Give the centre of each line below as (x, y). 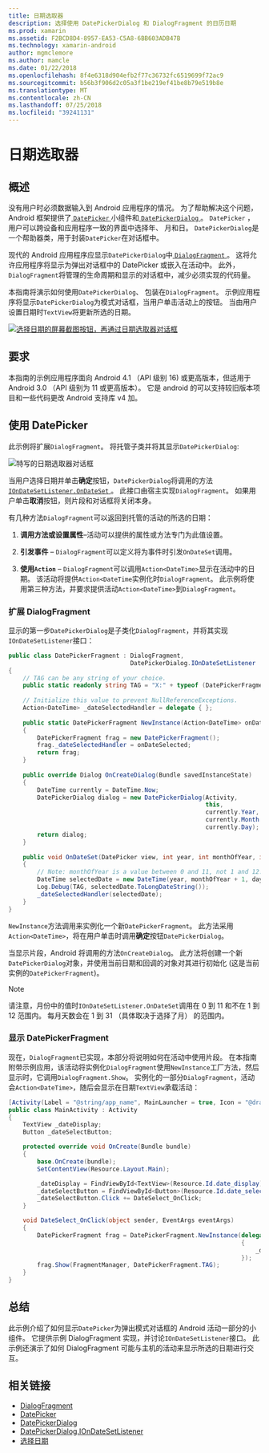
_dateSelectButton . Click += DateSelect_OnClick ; (120, 1199)
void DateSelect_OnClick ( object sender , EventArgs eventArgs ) (128, 1220)
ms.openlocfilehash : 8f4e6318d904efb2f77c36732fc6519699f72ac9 (116, 75)
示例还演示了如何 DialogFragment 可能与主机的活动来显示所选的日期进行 (128, 1348)
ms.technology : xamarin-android (62, 46)
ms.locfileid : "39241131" (51, 113)
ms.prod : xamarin (37, 30)
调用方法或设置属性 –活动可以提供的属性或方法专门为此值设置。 (123, 534)
